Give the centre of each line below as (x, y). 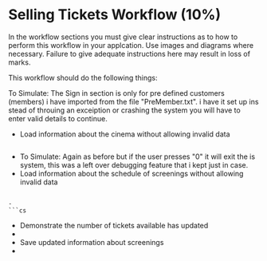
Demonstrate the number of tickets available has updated (114, 225)
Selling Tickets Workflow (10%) (115, 15)
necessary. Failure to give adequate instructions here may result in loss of (130, 53)
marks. (20, 62)
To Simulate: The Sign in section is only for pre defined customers (116, 93)
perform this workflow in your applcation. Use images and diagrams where (131, 45)
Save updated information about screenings (92, 242)
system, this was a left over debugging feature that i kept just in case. (134, 164)
